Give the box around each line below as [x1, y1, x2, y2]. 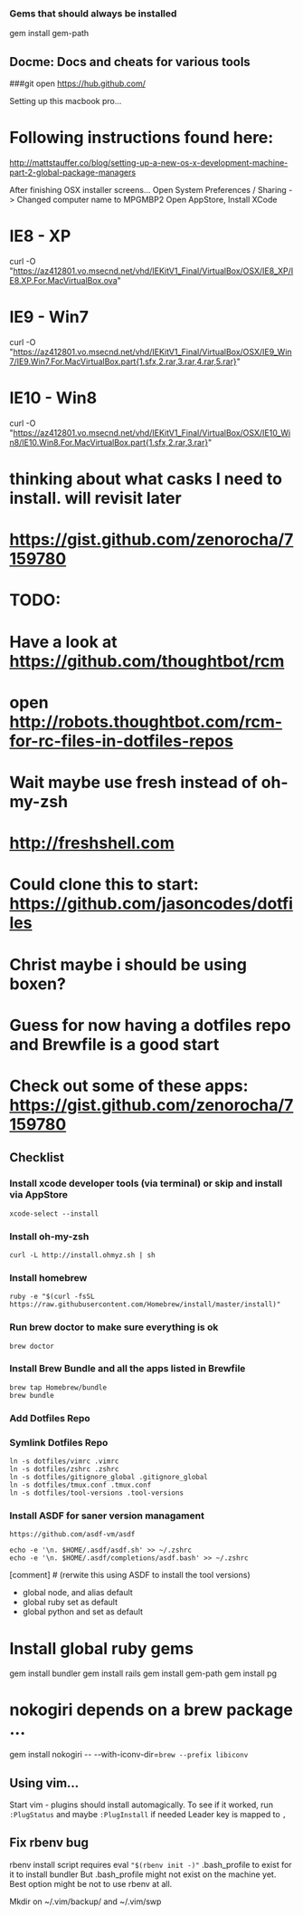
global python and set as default [22, 1606, 143, 1617]
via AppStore [9, 1189, 69, 1201]
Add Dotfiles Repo [9, 1411, 90, 1424]
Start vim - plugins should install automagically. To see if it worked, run [9, 1799, 274, 1810]
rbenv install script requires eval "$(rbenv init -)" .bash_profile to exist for [9, 1859, 292, 1870]
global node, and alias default [22, 1587, 133, 1598]
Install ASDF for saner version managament [9, 1509, 205, 1522]
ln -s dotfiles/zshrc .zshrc [9, 1465, 119, 1474]
